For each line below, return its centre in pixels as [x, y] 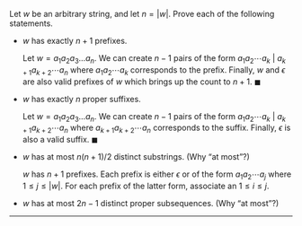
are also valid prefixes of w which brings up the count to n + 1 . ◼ [142, 82]
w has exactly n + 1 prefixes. [75, 41]
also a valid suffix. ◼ [60, 140]
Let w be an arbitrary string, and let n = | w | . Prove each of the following [142, 14]
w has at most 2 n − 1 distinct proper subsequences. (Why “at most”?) [151, 203]
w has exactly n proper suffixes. [81, 99]
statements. [31, 23]
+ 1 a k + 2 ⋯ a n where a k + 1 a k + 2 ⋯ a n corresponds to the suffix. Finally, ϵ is [156, 129]
